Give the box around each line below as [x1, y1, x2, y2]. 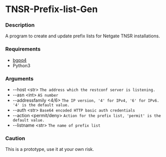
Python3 [12, 62, 30, 69]
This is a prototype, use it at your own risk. [5, 146, 95, 152]
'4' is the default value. [12, 102, 70, 108]
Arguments [5, 75, 34, 82]
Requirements [5, 45, 41, 53]
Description [5, 22, 35, 29]
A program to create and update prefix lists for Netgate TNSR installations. [5, 33, 160, 39]
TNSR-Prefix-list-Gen [5, 4, 98, 15]
